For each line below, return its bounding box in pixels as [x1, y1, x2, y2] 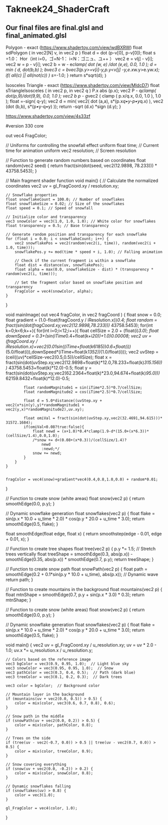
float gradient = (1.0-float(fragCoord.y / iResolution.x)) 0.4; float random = [5, 317, 157, 323]
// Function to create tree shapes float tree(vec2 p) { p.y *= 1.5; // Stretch [5, 546, 156, 551]
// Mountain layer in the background [5, 692, 84, 697]
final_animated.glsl [5, 31, 67, 39]
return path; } [5, 576, 33, 582]
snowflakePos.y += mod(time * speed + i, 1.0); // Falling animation [14, 249, 163, 254]
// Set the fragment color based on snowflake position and [14, 280, 142, 285]
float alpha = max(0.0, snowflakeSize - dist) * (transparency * [14, 267, 154, 272]
